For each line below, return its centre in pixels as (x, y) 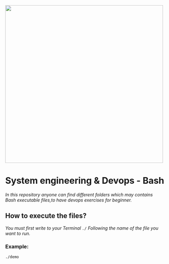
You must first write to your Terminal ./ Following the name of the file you (82, 228)
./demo (12, 257)
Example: (17, 246)
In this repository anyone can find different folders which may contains (79, 194)
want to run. (18, 233)
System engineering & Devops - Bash (85, 181)
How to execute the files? (46, 216)
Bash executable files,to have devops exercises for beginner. (69, 200)
